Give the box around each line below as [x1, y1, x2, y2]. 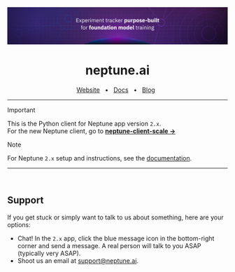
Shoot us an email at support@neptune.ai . [17, 256, 138, 265]
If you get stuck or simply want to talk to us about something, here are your [7, 213, 224, 222]
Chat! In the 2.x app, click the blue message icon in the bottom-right [17, 234, 215, 243]
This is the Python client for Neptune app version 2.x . [7, 119, 162, 128]
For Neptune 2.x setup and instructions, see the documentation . [7, 154, 192, 163]
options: [7, 220, 31, 229]
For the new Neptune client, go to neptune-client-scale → [7, 127, 176, 135]
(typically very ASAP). [17, 249, 81, 257]
